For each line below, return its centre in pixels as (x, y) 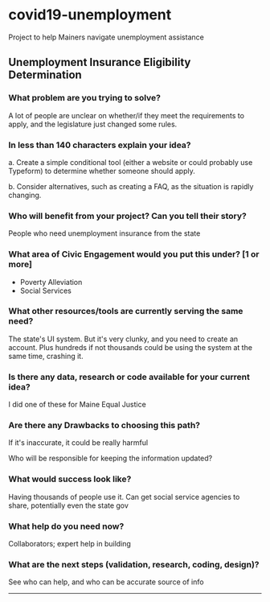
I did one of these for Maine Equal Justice (77, 405)
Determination (45, 75)
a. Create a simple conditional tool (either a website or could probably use (131, 162)
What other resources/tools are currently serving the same (126, 311)
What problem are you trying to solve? (84, 98)
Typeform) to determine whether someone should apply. (102, 171)
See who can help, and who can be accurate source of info (106, 582)
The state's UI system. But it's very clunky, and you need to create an (123, 339)
